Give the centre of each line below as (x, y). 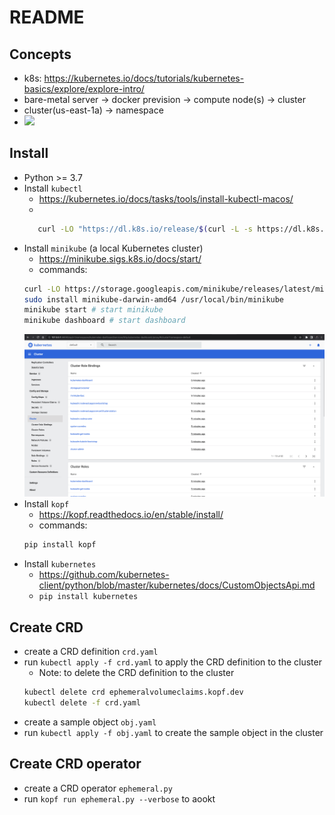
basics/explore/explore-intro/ (84, 89)
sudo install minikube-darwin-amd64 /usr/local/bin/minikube (154, 299)
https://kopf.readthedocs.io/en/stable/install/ (131, 515)
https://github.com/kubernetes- (104, 575)
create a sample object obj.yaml (90, 722)
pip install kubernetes (88, 597)
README (47, 17)
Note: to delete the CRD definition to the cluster (136, 673)
